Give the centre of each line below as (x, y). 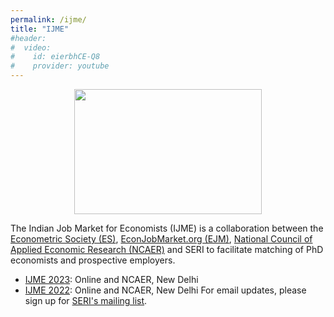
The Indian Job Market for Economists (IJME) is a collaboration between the (167, 228)
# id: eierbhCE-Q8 (55, 57)
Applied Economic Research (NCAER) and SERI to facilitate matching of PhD (167, 249)
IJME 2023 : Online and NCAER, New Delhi (111, 279)
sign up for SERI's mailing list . (86, 300)
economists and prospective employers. (93, 260)
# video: (31, 47)
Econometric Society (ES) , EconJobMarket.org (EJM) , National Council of (161, 239)
